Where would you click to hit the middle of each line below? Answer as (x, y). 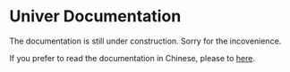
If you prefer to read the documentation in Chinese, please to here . (132, 58)
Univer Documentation (95, 16)
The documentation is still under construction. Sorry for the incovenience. (145, 41)
